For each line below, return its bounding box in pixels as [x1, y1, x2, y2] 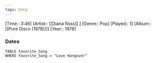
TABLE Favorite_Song [5, 49, 48, 54]
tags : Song [5, 7, 28, 12]
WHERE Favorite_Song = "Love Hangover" [5, 53, 88, 58]
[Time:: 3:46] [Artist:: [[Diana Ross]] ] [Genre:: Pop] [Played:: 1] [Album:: [5, 21, 152, 26]
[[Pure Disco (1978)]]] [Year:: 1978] [5, 25, 76, 32]
